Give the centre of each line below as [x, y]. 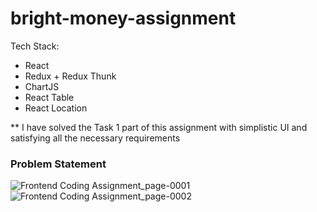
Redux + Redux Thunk [70, 76]
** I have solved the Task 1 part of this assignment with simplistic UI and [159, 127]
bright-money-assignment [123, 18]
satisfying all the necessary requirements [95, 138]
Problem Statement [58, 164]
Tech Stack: [35, 46]
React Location [56, 108]
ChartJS [42, 86]
